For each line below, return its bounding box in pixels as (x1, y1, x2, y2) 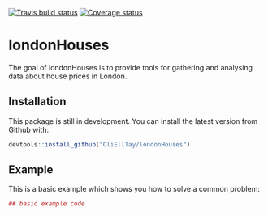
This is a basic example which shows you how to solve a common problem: (8, 184, 260, 194)
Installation (8, 95, 67, 108)
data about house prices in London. (8, 71, 128, 81)
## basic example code (8, 200, 85, 208)
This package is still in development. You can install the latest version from (8, 116, 258, 125)
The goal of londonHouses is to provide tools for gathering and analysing (8, 62, 253, 72)
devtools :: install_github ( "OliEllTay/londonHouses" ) (8, 140, 191, 149)
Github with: (8, 125, 50, 134)
